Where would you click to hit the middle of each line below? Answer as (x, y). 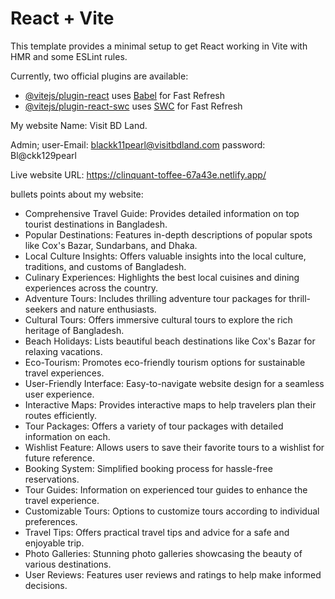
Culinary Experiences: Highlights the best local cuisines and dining (162, 277)
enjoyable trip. (54, 543)
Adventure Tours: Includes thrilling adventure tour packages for (155, 298)
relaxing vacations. (63, 351)
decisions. (46, 585)
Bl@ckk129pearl (43, 155)
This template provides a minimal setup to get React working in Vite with (159, 46)
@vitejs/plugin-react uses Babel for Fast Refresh (125, 95)
